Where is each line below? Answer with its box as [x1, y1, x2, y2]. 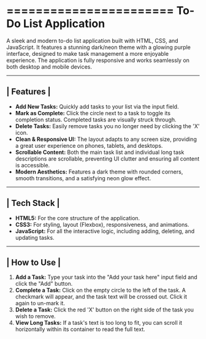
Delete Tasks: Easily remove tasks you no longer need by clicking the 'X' [15, 122, 200, 129]
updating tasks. [15, 234, 55, 241]
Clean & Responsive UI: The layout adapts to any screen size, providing [15, 135, 197, 143]
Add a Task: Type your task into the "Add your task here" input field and [15, 273, 197, 281]
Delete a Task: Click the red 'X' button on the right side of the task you [15, 306, 194, 313]
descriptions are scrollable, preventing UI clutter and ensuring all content [15, 154, 200, 162]
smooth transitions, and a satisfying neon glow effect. [15, 174, 151, 181]
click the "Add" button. [15, 280, 73, 288]
